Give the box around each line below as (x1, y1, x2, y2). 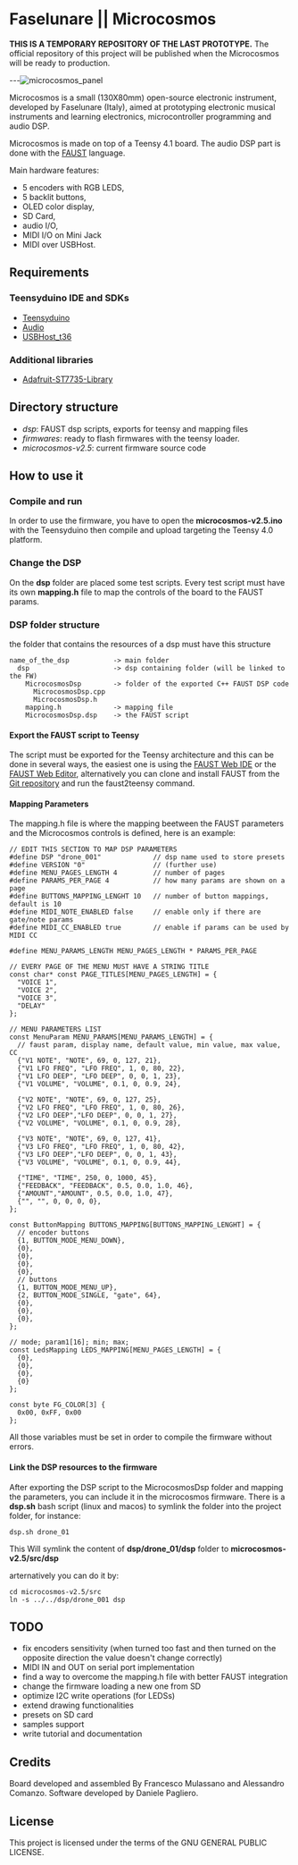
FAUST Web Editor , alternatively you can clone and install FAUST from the (9, 769, 280, 780)
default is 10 (9, 899, 62, 909)
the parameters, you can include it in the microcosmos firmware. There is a (9, 1491, 286, 1502)
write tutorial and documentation (21, 1728, 143, 1739)
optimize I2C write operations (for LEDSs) (21, 1691, 176, 1701)
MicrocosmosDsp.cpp (32, 688, 105, 696)
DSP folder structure (9, 618, 101, 630)
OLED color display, (21, 201, 95, 212)
